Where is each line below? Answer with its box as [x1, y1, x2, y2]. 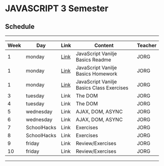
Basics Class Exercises [75, 84, 128, 91]
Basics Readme [75, 57, 111, 63]
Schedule [5, 22, 35, 31]
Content [94, 42, 114, 49]
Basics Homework [75, 70, 118, 77]
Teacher [137, 42, 157, 49]
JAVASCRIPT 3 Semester [5, 3, 109, 14]
